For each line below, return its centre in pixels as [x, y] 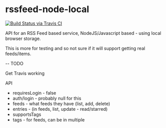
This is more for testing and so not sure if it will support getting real [75, 48]
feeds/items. [18, 54]
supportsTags [27, 114]
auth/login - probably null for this [47, 98]
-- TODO [14, 63]
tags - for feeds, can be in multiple [49, 119]
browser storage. [23, 38]
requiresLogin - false [34, 93]
